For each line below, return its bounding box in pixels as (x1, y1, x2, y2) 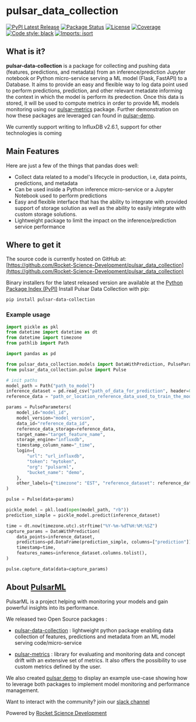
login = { (16, 448, 35, 454)
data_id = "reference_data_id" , (16, 420, 90, 427)
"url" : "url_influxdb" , (27, 453, 85, 459)
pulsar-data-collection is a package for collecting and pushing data (6, 62, 170, 69)
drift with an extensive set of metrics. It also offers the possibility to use (14, 656, 187, 663)
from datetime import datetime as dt (6, 329, 98, 335)
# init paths (6, 377, 38, 383)
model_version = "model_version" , (16, 415, 95, 421)
